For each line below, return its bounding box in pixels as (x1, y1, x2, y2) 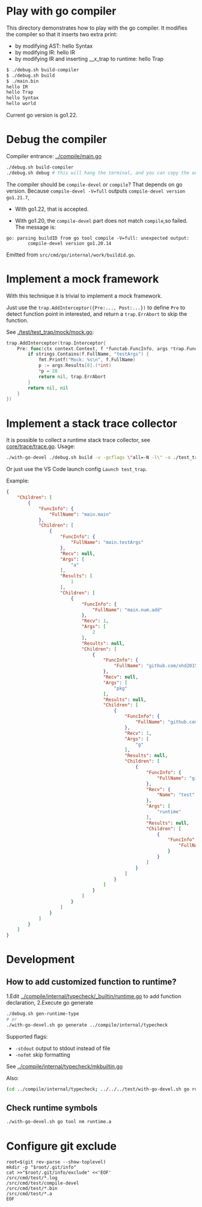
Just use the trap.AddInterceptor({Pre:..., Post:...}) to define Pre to (6, 304, 185, 311)
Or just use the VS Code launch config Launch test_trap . (6, 466, 147, 473)
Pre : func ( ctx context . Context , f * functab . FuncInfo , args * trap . (17, 345, 187, 351)
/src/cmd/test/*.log (6, 1175, 58, 1181)
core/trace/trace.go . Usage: (6, 443, 75, 450)
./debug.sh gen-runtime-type (6, 1011, 79, 1017)
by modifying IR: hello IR (14, 48, 75, 56)
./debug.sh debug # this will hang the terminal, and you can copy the (6, 170, 189, 176)
